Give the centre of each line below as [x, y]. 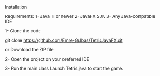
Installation [16, 7]
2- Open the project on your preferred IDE [47, 59]
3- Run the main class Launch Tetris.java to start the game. [64, 68]
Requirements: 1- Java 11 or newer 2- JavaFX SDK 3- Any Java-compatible [80, 16]
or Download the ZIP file [29, 50]
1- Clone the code [23, 31]
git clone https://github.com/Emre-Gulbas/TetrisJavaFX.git [64, 40]
